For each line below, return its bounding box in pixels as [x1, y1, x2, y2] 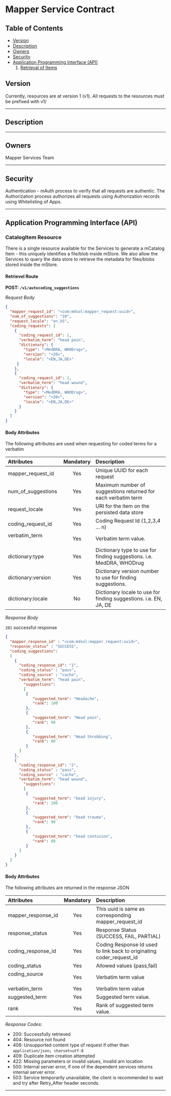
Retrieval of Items [20, 65, 58, 70]
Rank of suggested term [96, 1002, 154, 1009]
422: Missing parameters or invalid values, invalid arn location [12, 1058, 143, 1064]
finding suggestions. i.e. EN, [95, 595, 162, 602]
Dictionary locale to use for [95, 589, 160, 596]
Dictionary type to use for [95, 546, 157, 554]
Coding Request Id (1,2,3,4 [95, 517, 161, 525]
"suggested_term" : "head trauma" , [32, 815, 106, 820]
